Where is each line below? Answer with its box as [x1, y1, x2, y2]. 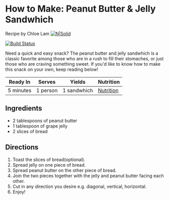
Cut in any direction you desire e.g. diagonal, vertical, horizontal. [12, 183, 147, 189]
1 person [36, 87, 58, 94]
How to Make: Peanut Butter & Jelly [5, 3, 156, 15]
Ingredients [5, 104, 42, 113]
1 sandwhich [62, 87, 93, 94]
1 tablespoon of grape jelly [12, 123, 68, 129]
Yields [70, 78, 86, 85]
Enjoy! [12, 188, 26, 195]
